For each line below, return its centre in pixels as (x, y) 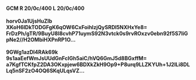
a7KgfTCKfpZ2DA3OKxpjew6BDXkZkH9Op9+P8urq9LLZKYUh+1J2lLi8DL (98, 65)
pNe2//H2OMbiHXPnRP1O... (41, 40)
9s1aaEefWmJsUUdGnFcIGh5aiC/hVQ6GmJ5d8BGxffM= (76, 58)
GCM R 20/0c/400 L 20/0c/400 (45, 8)
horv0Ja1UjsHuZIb (29, 21)
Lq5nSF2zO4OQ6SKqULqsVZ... (45, 71)
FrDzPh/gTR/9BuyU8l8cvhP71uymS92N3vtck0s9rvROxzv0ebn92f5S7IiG (97, 34)
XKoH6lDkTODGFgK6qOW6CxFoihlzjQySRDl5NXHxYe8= (77, 27)
